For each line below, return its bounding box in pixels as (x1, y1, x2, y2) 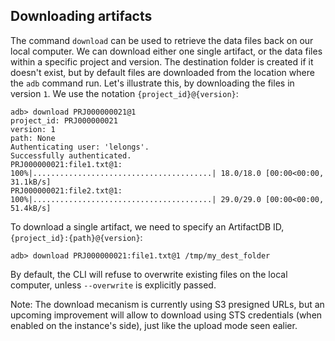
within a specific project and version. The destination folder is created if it (10, 55, 314, 68)
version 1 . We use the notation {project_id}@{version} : (10, 87, 239, 99)
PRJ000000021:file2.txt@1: (10, 185, 123, 196)
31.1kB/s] (10, 177, 52, 187)
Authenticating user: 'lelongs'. (10, 142, 150, 152)
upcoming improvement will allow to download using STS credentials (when (10, 309, 323, 321)
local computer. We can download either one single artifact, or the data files (10, 45, 323, 57)
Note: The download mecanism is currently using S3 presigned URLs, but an (10, 298, 325, 310)
